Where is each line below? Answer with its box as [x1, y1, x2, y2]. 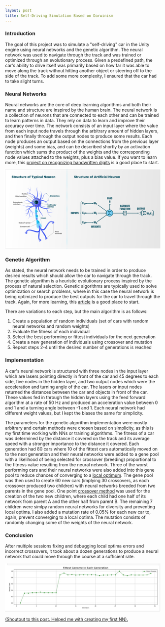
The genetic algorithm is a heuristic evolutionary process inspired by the [5, 278, 152, 284]
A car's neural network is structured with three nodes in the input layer [5, 368, 149, 374]
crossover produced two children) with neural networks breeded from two [5, 483, 156, 489]
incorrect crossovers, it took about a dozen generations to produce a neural [5, 548, 159, 554]
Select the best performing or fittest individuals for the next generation [12, 334, 156, 340]
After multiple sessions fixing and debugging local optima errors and [5, 543, 144, 549]
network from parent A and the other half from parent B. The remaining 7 [5, 498, 153, 504]
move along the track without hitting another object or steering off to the [5, 67, 152, 74]
